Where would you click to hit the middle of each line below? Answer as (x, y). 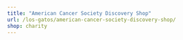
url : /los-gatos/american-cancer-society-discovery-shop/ (91, 20)
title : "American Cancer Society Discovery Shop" (80, 13)
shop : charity (27, 26)
